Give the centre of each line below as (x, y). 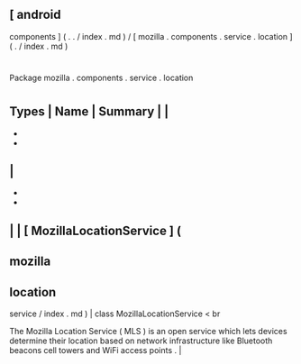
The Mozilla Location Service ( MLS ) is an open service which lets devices (148, 332)
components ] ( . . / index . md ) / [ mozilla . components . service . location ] (151, 36)
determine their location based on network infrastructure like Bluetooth (141, 341)
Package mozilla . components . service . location (101, 77)
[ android (35, 15)
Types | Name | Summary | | (89, 112)
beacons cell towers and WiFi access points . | (96, 350)
